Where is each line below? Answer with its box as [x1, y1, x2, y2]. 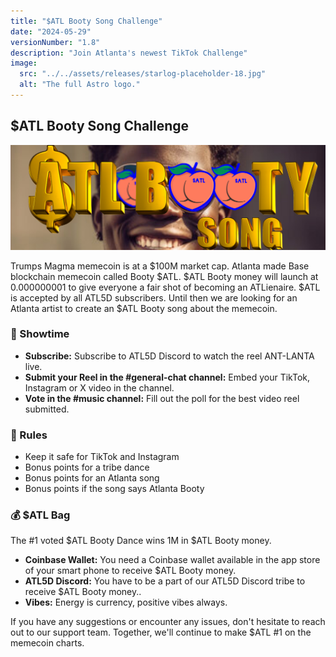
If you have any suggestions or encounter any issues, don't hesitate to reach [10, 616, 326, 628]
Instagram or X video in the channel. [24, 381, 175, 394]
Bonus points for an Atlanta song [24, 472, 160, 484]
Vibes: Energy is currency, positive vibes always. [24, 596, 228, 609]
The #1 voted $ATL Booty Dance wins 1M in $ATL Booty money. [10, 535, 272, 547]
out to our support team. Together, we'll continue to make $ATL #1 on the [10, 626, 312, 639]
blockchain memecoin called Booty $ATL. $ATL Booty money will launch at [10, 270, 319, 282]
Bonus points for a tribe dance [24, 461, 150, 474]
